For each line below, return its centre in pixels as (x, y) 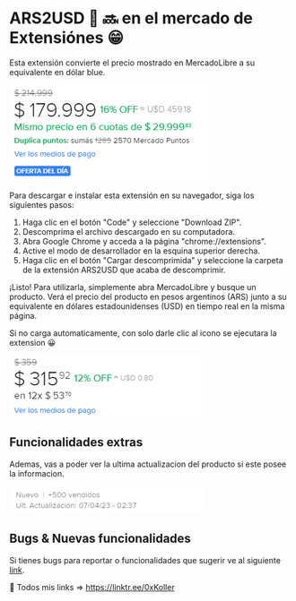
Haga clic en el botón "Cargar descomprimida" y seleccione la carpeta (153, 260)
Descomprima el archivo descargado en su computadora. (129, 231)
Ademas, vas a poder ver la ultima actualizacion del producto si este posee (148, 464)
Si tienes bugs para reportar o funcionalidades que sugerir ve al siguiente (145, 560)
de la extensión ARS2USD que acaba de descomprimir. (124, 270)
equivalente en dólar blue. (57, 72)
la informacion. (37, 473)
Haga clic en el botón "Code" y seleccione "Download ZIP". (132, 222)
